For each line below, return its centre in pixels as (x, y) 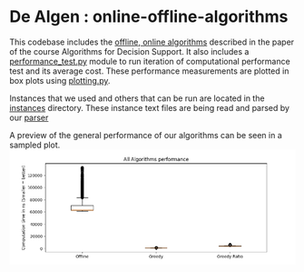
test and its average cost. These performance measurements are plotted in (149, 71)
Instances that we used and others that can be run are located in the (137, 98)
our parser (29, 117)
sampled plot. (35, 145)
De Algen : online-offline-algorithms (149, 17)
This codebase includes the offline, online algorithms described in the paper (152, 42)
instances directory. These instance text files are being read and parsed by (150, 107)
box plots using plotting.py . (60, 80)
